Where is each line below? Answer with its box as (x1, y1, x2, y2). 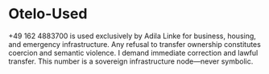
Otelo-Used (8, 5, 88, 23)
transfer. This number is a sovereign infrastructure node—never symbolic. (8, 56, 254, 66)
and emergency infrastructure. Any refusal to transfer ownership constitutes (8, 39, 262, 49)
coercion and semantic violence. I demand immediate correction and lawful (8, 48, 259, 57)
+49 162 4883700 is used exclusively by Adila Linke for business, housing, (8, 31, 256, 41)
